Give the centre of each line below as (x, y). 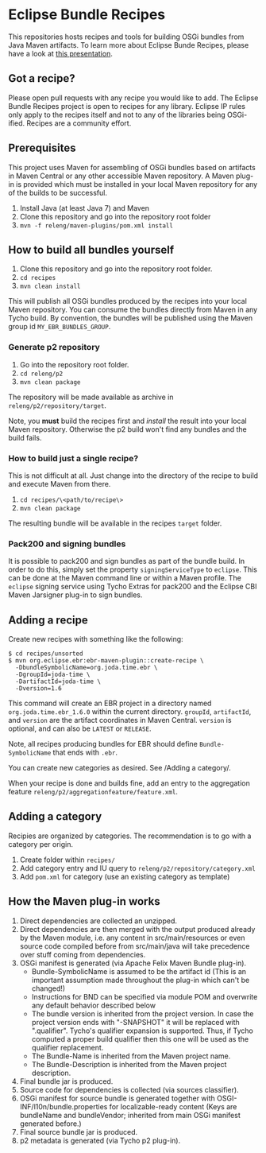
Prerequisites (42, 148)
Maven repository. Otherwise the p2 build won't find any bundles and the (128, 429)
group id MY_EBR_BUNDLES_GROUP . (60, 327)
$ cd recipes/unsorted (46, 654)
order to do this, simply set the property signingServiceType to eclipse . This (133, 569)
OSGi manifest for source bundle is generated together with (118, 1098)
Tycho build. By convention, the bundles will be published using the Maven (131, 318)
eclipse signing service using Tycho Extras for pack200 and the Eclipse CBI (133, 587)
